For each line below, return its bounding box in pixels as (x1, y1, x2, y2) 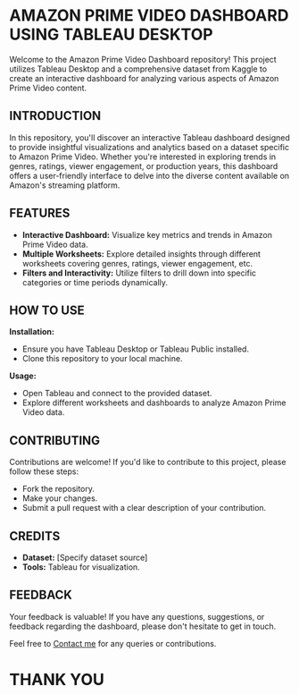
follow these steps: (9, 466, 79, 477)
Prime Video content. (9, 82, 87, 93)
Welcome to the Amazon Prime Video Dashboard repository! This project (9, 54, 277, 64)
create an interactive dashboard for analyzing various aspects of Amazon (9, 72, 279, 83)
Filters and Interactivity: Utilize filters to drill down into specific (21, 267, 257, 278)
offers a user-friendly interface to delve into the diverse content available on (9, 170, 290, 181)
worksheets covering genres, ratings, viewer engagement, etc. (21, 258, 253, 268)
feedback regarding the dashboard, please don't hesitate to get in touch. (9, 621, 277, 631)
